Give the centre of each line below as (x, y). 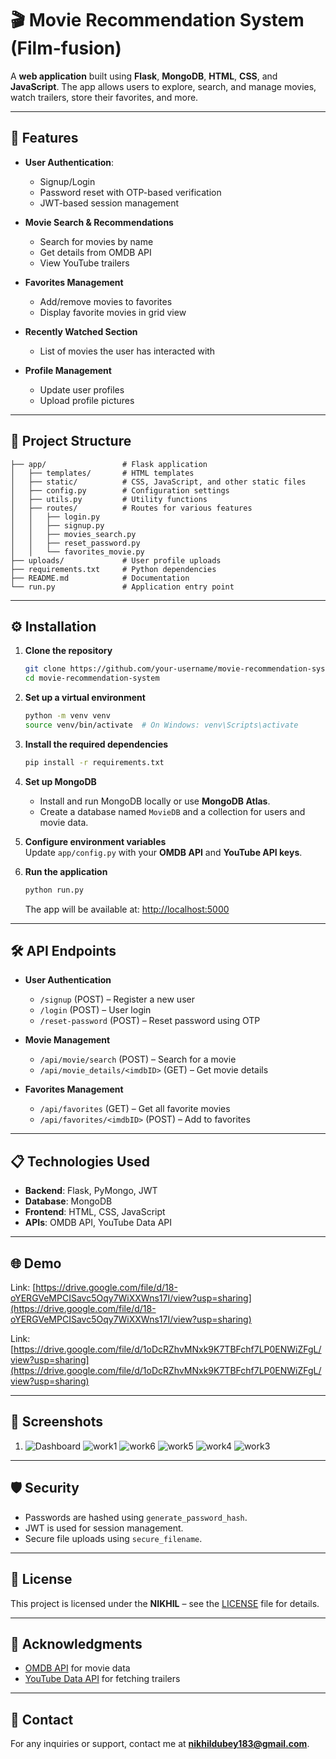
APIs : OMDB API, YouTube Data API (98, 1223)
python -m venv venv (67, 716)
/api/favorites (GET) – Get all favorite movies (135, 1109)
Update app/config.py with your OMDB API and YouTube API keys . (163, 852)
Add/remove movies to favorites (106, 301)
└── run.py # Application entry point (122, 587)
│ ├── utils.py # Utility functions (109, 499)
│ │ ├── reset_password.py (75, 543)
